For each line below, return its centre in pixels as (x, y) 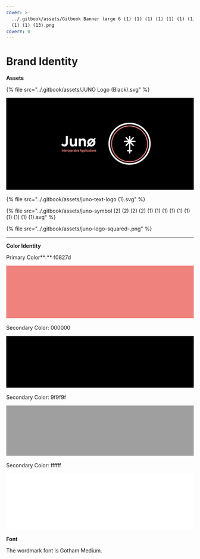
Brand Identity (42, 62)
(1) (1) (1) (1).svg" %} (31, 217)
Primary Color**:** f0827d (39, 257)
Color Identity (24, 246)
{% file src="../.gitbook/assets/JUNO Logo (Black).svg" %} (78, 90)
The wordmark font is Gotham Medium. (54, 550)
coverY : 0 (18, 32)
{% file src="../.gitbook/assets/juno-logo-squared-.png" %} (79, 229)
